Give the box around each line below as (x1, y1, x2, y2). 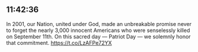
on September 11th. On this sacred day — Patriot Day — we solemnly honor (6, 32, 191, 40)
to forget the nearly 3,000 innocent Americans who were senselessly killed (6, 27, 190, 34)
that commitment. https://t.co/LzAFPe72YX (6, 39, 112, 46)
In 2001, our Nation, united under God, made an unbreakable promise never (6, 20, 192, 27)
